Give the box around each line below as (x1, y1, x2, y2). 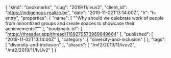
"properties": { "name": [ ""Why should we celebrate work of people (20, 15, 164, 21)
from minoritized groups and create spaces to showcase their (5, 20, 135, 26)
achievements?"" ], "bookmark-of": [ (5, 26, 83, 32)
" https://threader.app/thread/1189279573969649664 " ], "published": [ (5, 31, 153, 37)
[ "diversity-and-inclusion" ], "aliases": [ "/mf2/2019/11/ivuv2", (5, 42, 136, 47)
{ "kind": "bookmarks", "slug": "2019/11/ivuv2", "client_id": (5, 5, 128, 10)
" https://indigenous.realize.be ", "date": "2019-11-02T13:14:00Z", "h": (5, 10, 149, 16)
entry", (5, 15, 19, 21)
